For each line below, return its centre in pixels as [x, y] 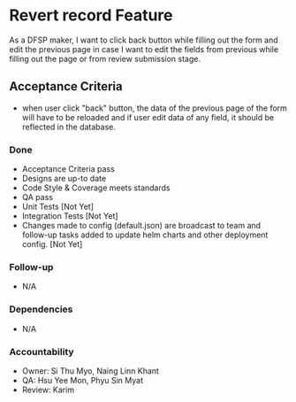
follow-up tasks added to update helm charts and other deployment [145, 235]
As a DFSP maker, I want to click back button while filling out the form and [144, 40]
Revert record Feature [91, 15]
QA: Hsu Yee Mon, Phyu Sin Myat [83, 380]
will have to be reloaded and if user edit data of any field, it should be [148, 117]
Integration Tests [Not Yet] [70, 216]
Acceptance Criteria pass [68, 169]
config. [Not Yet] [52, 244]
